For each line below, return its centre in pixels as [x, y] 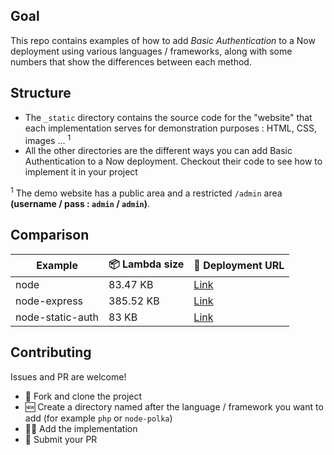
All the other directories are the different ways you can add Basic [158, 151]
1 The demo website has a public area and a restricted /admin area [146, 192]
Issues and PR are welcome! [68, 376]
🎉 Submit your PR [61, 439]
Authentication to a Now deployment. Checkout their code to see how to [173, 161]
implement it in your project [81, 172]
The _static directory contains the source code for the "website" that [168, 117]
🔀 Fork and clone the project [83, 396]
